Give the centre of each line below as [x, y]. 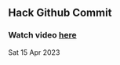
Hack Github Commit [60, 13]
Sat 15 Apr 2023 [34, 52]
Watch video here [42, 35]
